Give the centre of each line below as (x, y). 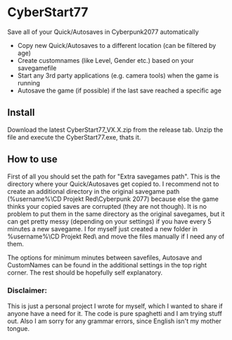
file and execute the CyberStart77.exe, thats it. (74, 137)
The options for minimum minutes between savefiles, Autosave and (105, 257)
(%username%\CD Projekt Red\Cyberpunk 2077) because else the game (113, 199)
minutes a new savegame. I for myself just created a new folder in (103, 229)
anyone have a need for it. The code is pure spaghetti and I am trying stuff (115, 313)
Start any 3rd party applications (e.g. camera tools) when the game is (118, 75)
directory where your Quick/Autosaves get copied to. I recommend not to (113, 183)
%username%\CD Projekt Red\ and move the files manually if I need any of (116, 236)
